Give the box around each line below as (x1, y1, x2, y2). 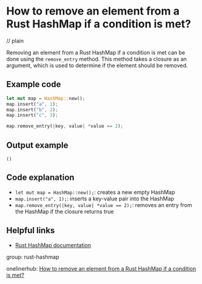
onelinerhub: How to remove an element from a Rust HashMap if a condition (6, 265, 196, 272)
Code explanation (6, 173, 75, 183)
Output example (6, 140, 69, 150)
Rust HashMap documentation (15, 241, 92, 249)
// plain (6, 37, 24, 44)
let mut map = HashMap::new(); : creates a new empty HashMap (15, 188, 175, 196)
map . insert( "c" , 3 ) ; (6, 112, 59, 119)
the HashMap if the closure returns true (15, 208, 114, 215)
